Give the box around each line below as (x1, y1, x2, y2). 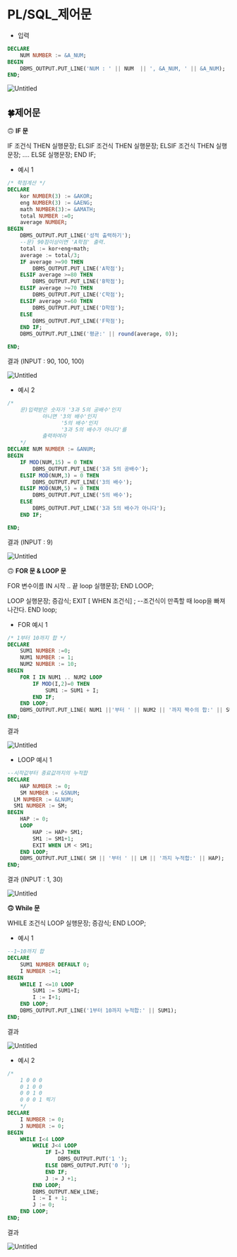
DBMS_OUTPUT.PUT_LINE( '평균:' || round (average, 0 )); (20, 330, 178, 338)
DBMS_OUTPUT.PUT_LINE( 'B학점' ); (32, 278, 125, 285)
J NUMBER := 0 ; (20, 1122, 65, 1130)
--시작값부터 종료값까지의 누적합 (7, 770, 88, 777)
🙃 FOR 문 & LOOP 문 (7, 566, 67, 575)
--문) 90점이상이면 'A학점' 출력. (20, 239, 107, 246)
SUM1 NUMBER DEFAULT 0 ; (20, 961, 90, 968)
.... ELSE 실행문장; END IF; (22, 150, 97, 159)
